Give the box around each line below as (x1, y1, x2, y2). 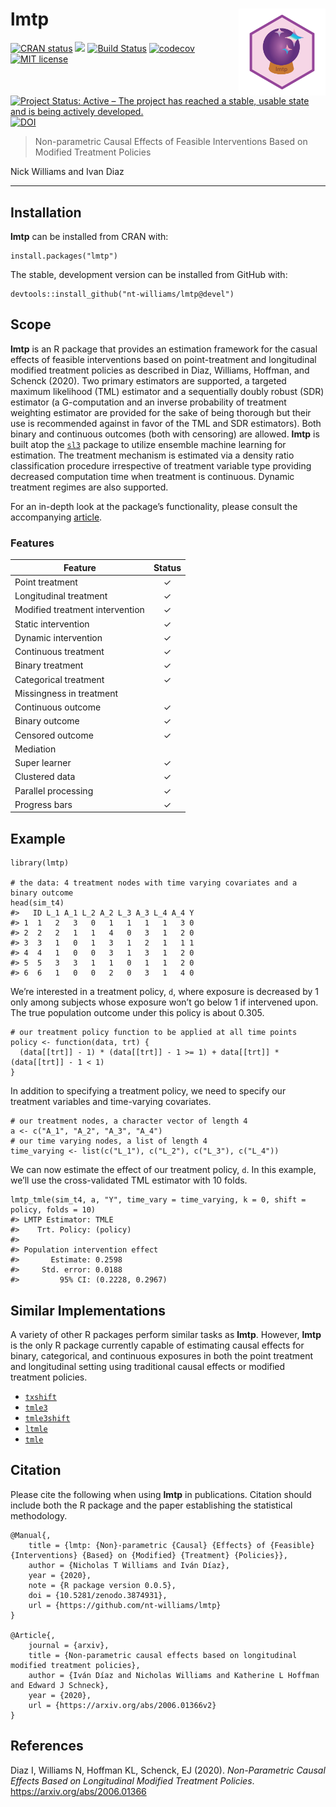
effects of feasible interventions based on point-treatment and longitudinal (10, 353, 317, 365)
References (10, 1738, 84, 1755)
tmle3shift (24, 1413, 71, 1423)
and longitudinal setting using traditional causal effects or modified (10, 1360, 286, 1372)
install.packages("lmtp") (10, 251, 118, 261)
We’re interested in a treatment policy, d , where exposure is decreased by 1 (10, 986, 319, 998)
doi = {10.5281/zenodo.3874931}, (28, 1590, 168, 1600)
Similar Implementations (10, 1302, 167, 1319)
